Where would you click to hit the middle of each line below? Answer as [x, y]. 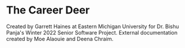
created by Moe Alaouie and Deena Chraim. [60, 39]
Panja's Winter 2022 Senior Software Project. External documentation [92, 32]
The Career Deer [48, 10]
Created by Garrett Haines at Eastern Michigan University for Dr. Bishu [92, 26]
